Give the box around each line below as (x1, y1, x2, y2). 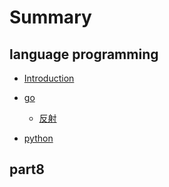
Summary (9, 6, 92, 29)
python (23, 132, 54, 144)
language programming (9, 46, 159, 63)
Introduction (23, 72, 75, 84)
